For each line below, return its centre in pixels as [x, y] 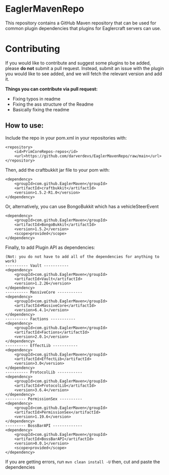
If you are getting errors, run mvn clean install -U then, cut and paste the [83, 462]
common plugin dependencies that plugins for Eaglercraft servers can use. [83, 28]
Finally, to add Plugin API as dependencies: [50, 247]
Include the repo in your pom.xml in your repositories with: [66, 138]
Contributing [33, 49]
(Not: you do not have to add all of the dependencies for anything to [82, 257]
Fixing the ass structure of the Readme [53, 104]
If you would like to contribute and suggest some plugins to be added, [78, 63]
